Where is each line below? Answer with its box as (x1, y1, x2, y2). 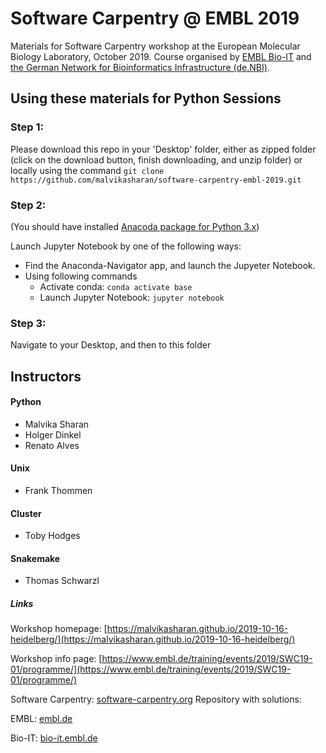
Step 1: (10, 120, 44, 134)
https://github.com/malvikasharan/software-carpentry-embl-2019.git (10, 175, 302, 185)
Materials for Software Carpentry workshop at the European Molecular (10, 40, 301, 52)
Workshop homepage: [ (10, 623, 108, 635)
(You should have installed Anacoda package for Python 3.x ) (10, 220, 260, 232)
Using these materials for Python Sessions (10, 90, 282, 107)
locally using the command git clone (10, 164, 165, 176)
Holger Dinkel (24, 428, 82, 441)
